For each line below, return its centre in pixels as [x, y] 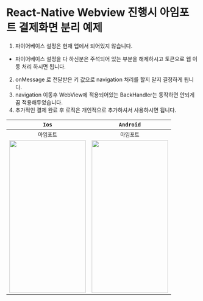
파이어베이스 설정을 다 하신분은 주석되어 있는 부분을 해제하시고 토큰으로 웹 [103, 59]
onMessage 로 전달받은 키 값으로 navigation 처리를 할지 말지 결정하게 [99, 79]
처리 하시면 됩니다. [44, 66]
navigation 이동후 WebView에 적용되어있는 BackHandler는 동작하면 [97, 95]
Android [130, 125]
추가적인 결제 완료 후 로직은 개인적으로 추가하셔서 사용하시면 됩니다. [96, 110]
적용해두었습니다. [42, 102]
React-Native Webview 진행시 [82, 13]
